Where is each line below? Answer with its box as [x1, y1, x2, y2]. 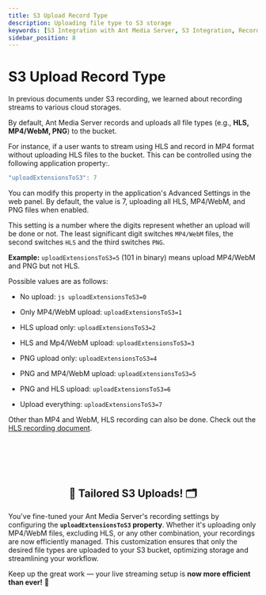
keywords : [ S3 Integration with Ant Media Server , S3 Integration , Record [8, 26, 260, 34]
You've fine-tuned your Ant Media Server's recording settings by [8, 512, 219, 521]
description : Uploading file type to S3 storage [8, 19, 172, 27]
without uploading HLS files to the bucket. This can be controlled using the [8, 150, 252, 159]
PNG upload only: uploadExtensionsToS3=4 [19, 354, 158, 363]
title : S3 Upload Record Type [8, 11, 108, 20]
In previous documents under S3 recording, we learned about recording [8, 94, 243, 104]
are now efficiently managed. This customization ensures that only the [8, 537, 237, 547]
